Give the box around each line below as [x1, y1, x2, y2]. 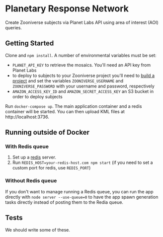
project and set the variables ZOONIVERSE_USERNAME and [12, 78, 124, 83]
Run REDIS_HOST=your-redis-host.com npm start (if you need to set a [12, 159, 153, 165]
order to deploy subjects [12, 93, 63, 99]
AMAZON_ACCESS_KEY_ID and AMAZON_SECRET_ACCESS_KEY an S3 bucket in [12, 88, 154, 94]
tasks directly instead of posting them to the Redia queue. [5, 199, 123, 205]
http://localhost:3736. [5, 114, 50, 120]
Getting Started [5, 39, 54, 48]
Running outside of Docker [5, 128, 90, 137]
